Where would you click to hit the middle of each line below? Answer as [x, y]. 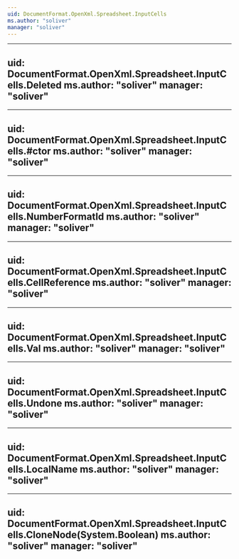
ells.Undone [35, 403]
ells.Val [24, 349]
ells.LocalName [43, 469]
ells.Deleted [34, 85]
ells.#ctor [29, 151]
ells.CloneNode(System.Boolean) [83, 535]
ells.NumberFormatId [56, 217]
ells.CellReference [49, 283]
